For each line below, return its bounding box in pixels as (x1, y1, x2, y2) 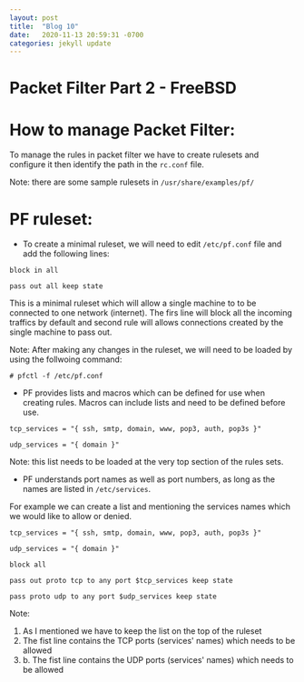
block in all (9, 266, 59, 276)
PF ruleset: (9, 208, 93, 229)
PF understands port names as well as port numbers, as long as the (22, 474, 276, 485)
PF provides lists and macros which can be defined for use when (22, 387, 266, 398)
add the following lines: (22, 248, 111, 259)
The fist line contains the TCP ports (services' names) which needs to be (22, 636, 296, 647)
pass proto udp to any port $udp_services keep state (9, 592, 218, 601)
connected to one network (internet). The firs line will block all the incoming (9, 307, 293, 318)
